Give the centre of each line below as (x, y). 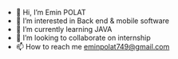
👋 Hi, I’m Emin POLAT (51, 12)
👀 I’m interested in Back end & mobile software (93, 21)
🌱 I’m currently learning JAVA (64, 29)
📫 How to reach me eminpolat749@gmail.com (93, 47)
